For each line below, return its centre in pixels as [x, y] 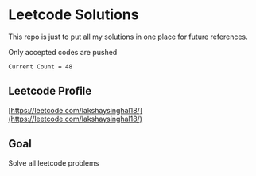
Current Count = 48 [41, 66]
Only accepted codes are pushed [63, 52]
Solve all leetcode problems [54, 163]
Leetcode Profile [50, 91]
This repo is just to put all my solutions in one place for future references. [128, 37]
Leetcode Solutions [74, 15]
